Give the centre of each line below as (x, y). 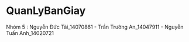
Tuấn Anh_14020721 (30, 33)
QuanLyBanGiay (46, 11)
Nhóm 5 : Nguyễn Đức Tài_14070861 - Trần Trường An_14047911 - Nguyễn (95, 27)
